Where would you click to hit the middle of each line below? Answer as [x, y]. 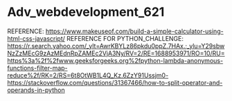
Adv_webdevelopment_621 [86, 12]
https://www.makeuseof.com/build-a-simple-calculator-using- [134, 31]
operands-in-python [36, 90]
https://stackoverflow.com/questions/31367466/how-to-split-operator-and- [115, 82]
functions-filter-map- [37, 68]
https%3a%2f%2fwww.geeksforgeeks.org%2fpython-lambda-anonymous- [115, 60]
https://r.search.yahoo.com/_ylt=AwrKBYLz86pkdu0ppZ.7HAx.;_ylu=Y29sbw [116, 46]
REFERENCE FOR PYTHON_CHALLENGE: [125, 38]
